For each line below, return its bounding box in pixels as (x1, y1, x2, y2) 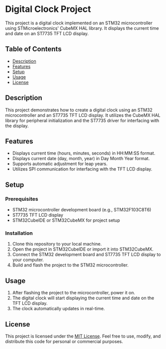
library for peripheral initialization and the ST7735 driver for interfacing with (5, 117, 160, 123)
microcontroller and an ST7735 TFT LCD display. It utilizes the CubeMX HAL (5, 112, 161, 118)
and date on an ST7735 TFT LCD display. (5, 30, 89, 36)
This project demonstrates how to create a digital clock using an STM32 (5, 107, 153, 113)
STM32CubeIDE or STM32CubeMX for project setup (12, 217, 120, 223)
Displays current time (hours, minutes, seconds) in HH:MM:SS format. (12, 150, 156, 156)
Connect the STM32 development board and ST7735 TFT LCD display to (12, 252, 161, 258)
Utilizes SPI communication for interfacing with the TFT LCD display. (12, 166, 153, 172)
